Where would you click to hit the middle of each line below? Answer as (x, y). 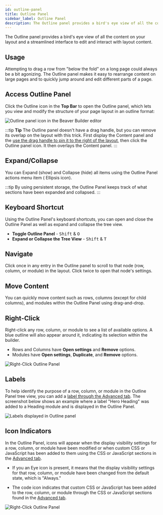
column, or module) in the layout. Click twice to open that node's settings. (79, 271)
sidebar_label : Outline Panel (36, 18)
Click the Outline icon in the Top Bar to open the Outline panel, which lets (78, 106)
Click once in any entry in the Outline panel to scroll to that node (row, (75, 266)
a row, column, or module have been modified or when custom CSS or (75, 448)
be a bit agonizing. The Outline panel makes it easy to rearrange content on (81, 74)
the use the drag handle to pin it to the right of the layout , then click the (76, 140)
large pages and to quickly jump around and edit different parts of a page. (79, 79)
